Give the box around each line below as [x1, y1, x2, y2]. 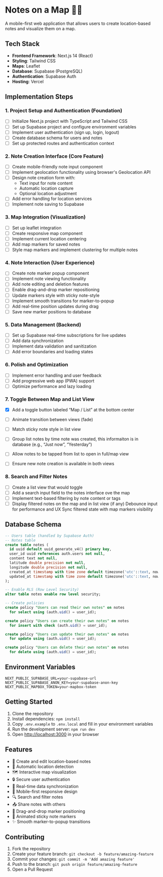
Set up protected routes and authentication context [12, 140, 114, 146]
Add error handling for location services [12, 196, 92, 201]
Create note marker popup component [12, 270, 89, 276]
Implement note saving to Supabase [12, 201, 84, 207]
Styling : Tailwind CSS [12, 58, 56, 64]
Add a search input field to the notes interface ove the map [12, 490, 130, 495]
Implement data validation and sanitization [12, 343, 97, 349]
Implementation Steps [5, 92, 74, 101]
